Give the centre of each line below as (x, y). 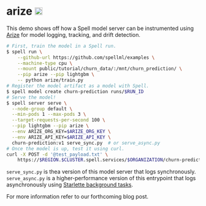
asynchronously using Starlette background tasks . (70, 185)
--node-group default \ (42, 109)
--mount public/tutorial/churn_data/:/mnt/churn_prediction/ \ (100, 69)
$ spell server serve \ (37, 103)
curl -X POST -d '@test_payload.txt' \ (57, 154)
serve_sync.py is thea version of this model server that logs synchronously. (101, 172)
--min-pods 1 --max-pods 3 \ (49, 115)
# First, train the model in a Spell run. (61, 46)
